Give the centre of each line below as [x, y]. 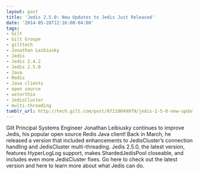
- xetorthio [21, 94]
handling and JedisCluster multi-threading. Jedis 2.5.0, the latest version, [96, 147]
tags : [13, 28]
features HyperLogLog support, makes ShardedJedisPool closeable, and [95, 153]
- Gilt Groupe [24, 39]
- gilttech [20, 45]
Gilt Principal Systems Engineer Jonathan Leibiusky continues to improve [95, 128]
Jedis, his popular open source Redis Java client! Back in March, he [89, 134]
